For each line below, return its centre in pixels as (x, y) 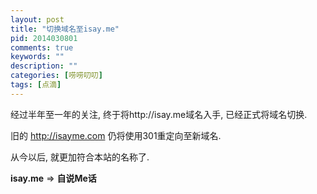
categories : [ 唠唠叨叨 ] (56, 76)
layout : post (37, 19)
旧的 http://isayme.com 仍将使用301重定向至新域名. (116, 135)
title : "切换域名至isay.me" (65, 29)
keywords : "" (37, 57)
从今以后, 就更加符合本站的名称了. (80, 157)
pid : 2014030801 (44, 38)
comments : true (42, 47)
